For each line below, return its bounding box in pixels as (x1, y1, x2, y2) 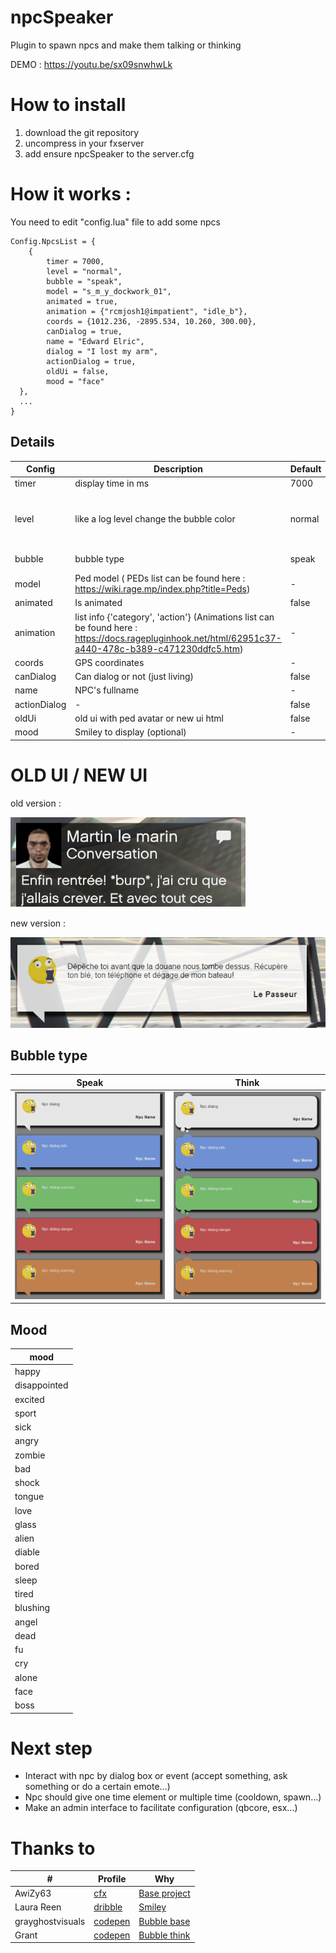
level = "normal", (46, 266, 123, 276)
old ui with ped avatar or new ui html (74, 712, 224, 724)
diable (14, 1546, 40, 1558)
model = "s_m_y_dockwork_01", (46, 286, 172, 296)
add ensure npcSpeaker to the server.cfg (24, 147, 195, 160)
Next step (10, 1737, 93, 1760)
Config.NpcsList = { (10, 236, 97, 246)
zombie (14, 1449, 46, 1461)
